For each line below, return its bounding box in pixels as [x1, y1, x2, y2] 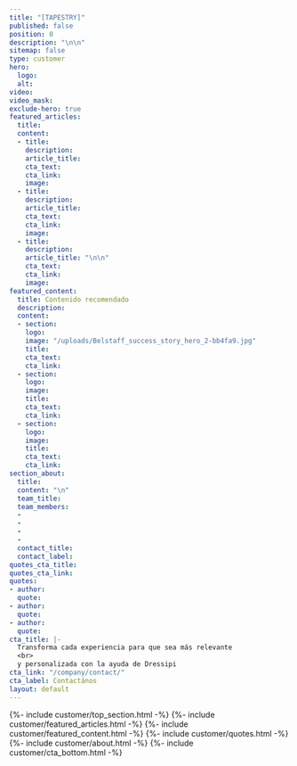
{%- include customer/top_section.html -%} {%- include [9, 709, 215, 720]
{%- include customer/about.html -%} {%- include [9, 737, 194, 748]
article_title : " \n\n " [25, 253, 109, 263]
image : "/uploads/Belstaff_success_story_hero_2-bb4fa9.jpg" [25, 336, 256, 345]
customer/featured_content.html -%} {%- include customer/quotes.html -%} [9, 728, 289, 738]
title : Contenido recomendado [17, 295, 129, 304]
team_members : [17, 502, 69, 511]
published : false [9, 21, 74, 30]
